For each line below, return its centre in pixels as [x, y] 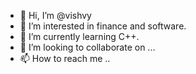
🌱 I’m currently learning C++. [79, 36]
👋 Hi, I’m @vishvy [55, 15]
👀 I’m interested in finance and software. [103, 26]
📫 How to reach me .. [65, 58]
